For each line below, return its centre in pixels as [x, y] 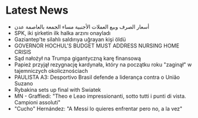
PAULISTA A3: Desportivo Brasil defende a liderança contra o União [97, 77]
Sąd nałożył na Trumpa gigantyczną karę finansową [77, 58]
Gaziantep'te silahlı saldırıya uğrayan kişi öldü [70, 39]
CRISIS [23, 52]
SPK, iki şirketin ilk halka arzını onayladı [62, 33]
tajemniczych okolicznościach [51, 71]
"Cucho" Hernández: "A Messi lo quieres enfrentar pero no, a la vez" [98, 109]
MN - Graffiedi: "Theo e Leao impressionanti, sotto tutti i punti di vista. [100, 96]
